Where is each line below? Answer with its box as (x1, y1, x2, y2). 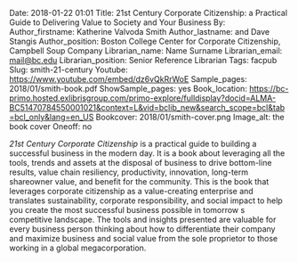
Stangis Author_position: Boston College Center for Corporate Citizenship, (9, 36, 281, 46)
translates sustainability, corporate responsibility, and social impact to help (9, 195, 283, 206)
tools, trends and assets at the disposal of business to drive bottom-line (9, 158, 272, 168)
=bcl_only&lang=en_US (9, 111, 94, 122)
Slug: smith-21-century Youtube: (9, 64, 129, 75)
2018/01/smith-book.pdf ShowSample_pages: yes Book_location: (9, 84, 247, 94)
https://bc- (248, 84, 289, 94)
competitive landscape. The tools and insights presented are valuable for (9, 214, 277, 225)
